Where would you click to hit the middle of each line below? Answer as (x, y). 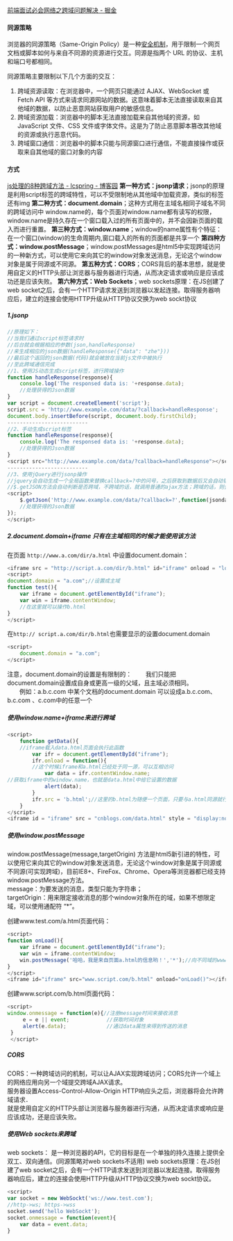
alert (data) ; (63, 787)
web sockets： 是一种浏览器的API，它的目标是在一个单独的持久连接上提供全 (116, 1153)
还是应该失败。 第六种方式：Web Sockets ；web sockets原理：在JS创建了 (119, 282)
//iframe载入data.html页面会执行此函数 (72, 747)
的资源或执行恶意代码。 (51, 135)
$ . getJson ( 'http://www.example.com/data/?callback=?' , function (113, 500)
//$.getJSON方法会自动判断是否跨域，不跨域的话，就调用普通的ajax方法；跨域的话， (113, 487)
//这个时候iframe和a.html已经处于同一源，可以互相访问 (103, 767)
